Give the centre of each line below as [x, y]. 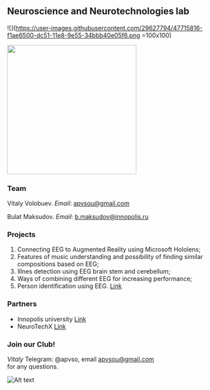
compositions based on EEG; [58, 264]
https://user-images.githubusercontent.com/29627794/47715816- [109, 28]
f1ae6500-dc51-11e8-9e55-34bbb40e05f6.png [74, 35]
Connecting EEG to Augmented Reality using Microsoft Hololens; [109, 249]
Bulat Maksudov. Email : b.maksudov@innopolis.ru [78, 217]
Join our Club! [31, 344]
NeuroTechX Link [42, 326]
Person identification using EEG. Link [69, 286]
